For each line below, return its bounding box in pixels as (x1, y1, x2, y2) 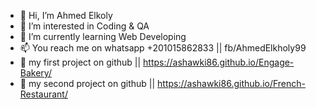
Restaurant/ (19, 88, 68, 100)
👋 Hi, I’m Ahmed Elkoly (19, 10, 113, 21)
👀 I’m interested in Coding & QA (19, 20, 150, 32)
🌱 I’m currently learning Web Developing (19, 31, 187, 42)
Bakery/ (19, 67, 52, 79)
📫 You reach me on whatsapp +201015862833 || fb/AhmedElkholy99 (19, 42, 307, 54)
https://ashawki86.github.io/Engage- (143, 56, 295, 68)
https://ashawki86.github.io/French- (157, 78, 307, 89)
